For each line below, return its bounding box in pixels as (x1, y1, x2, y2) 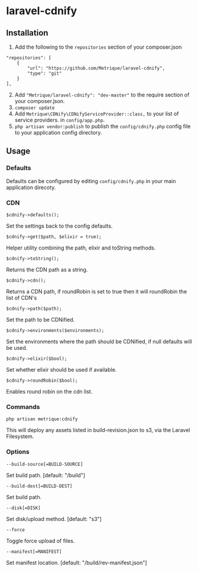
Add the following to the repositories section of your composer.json (14, 43, 182, 50)
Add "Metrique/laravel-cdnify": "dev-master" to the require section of (14, 91, 190, 98)
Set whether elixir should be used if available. (6, 366, 117, 373)
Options (6, 448, 30, 456)
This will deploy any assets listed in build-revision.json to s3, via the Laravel (6, 427, 190, 434)
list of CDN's (6, 294, 37, 301)
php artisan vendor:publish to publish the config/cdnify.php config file (14, 123, 191, 130)
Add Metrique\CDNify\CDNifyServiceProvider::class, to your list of (14, 110, 179, 117)
